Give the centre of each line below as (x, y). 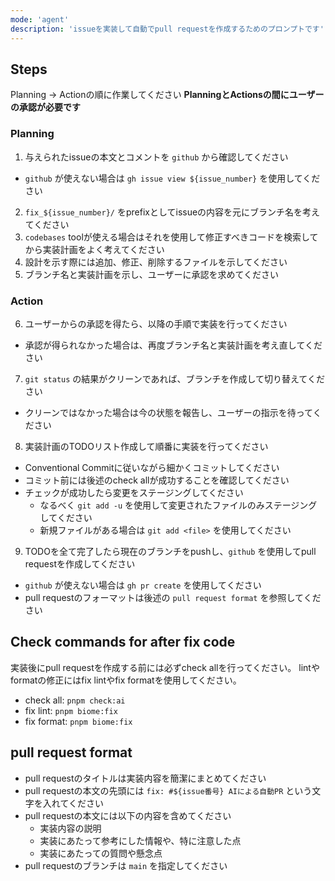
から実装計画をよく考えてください (94, 249)
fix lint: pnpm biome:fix (71, 710)
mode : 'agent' (40, 19)
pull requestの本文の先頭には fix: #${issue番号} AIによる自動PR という (168, 790)
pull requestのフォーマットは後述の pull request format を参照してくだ (173, 597)
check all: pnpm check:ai (75, 700)
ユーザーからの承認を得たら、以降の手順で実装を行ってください (156, 323)
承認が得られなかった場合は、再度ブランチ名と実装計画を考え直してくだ (173, 345)
